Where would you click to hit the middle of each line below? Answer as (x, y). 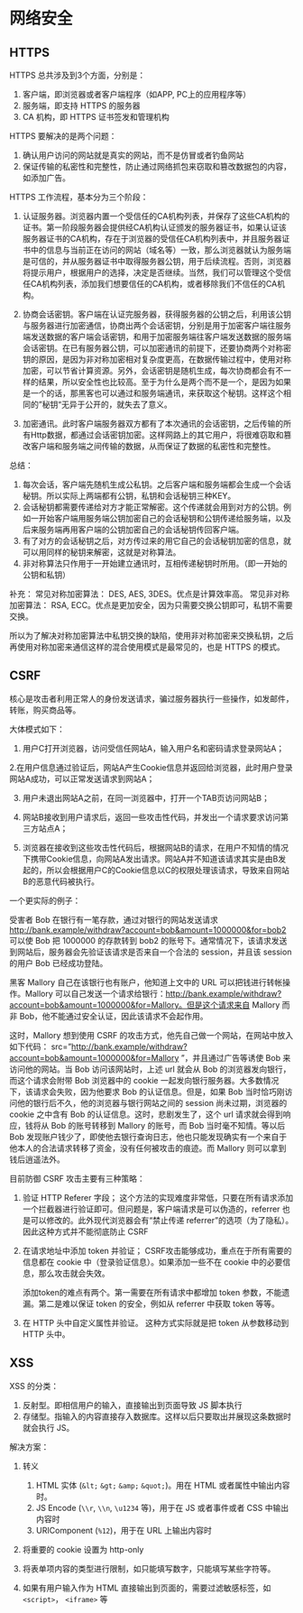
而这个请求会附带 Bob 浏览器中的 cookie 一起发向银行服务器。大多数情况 (144, 1080)
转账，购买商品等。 (45, 710)
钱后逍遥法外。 (37, 1159)
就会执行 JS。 (48, 1427)
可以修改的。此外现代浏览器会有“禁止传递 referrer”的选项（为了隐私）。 (162, 1220)
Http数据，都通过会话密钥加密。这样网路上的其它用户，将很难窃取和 (157, 435)
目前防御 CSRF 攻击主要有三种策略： (78, 1178)
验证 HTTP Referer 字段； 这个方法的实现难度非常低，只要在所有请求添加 (158, 1197)
